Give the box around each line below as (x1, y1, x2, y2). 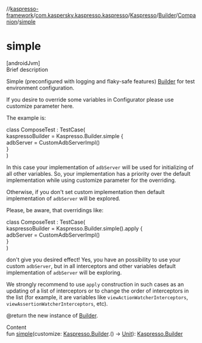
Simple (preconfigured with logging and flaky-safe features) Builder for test (6, 77, 195, 85)
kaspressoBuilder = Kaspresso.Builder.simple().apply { (6, 224, 143, 232)
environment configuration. (6, 84, 75, 91)
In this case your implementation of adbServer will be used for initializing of (6, 164, 194, 171)
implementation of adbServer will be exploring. (6, 269, 122, 276)
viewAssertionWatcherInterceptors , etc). (6, 300, 108, 307)
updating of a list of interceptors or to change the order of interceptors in (6, 287, 189, 294)
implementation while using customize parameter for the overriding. (6, 176, 176, 184)
